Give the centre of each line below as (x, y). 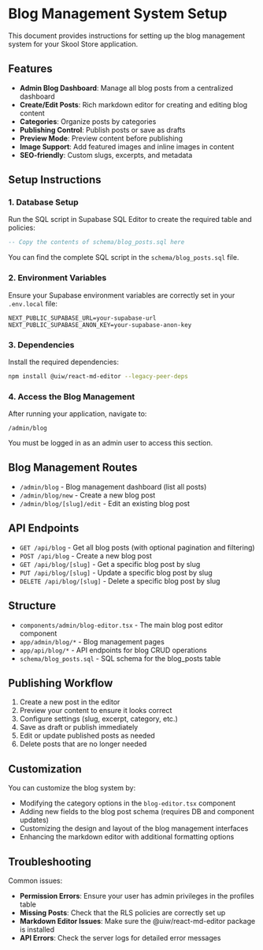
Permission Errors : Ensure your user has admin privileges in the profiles (137, 896)
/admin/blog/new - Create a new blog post (87, 495)
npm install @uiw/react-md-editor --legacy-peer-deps (98, 376)
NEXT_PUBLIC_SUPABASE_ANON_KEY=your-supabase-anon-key (100, 325)
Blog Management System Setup (118, 14)
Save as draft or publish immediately (79, 727)
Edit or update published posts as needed (87, 736)
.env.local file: (33, 303)
